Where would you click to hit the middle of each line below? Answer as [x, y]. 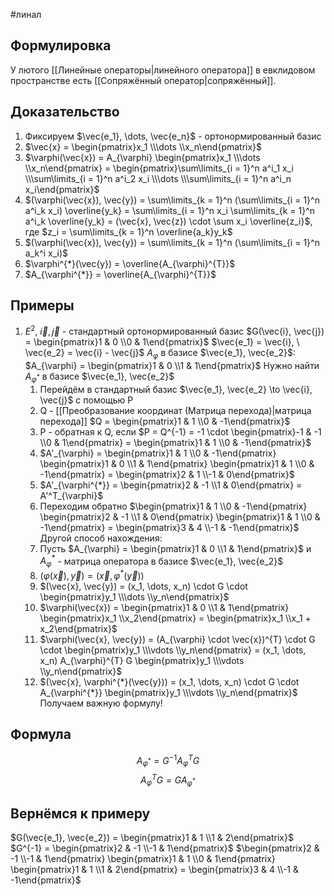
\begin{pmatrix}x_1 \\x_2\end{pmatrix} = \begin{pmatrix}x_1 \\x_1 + [175, 618]
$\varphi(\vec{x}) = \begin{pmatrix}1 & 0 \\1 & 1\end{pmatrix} [164, 607]
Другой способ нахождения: [101, 538]
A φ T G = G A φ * [168, 780]
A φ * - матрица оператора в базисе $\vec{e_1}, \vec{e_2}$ [161, 561]
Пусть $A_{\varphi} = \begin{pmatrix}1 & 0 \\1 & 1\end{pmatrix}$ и [175, 548]
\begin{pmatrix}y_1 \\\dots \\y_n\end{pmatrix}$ [134, 596]
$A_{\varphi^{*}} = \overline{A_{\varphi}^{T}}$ [120, 274]
